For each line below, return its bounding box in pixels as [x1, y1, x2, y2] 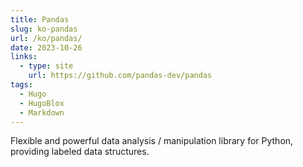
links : [10, 52, 38, 62]
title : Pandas [10, 14, 70, 25]
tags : [10, 80, 33, 90]
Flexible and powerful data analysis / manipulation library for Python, [10, 135, 294, 147]
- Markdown [19, 107, 65, 118]
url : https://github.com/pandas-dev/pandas [28, 71, 213, 81]
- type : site [19, 61, 74, 71]
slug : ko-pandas [10, 24, 78, 34]
